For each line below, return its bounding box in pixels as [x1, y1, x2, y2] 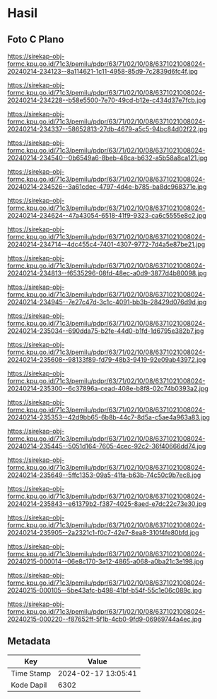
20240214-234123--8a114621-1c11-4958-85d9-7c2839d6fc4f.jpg [7, 67, 198, 75]
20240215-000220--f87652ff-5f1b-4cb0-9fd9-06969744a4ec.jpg [7, 615, 202, 623]
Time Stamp [11, 668, 52, 678]
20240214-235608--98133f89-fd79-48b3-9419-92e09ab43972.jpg [7, 356, 206, 363]
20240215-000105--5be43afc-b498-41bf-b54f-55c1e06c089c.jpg [7, 586, 202, 594]
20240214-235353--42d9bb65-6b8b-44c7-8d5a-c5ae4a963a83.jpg [7, 413, 211, 422]
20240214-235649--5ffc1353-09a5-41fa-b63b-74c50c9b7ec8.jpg [7, 470, 201, 479]
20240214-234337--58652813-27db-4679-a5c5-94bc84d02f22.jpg [7, 125, 208, 133]
